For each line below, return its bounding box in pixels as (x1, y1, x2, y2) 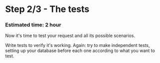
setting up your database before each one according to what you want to (5, 47, 156, 53)
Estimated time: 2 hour (5, 21, 61, 28)
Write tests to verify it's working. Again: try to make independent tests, (5, 42, 150, 48)
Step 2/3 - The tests (5, 3, 90, 15)
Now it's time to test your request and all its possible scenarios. (5, 32, 136, 38)
